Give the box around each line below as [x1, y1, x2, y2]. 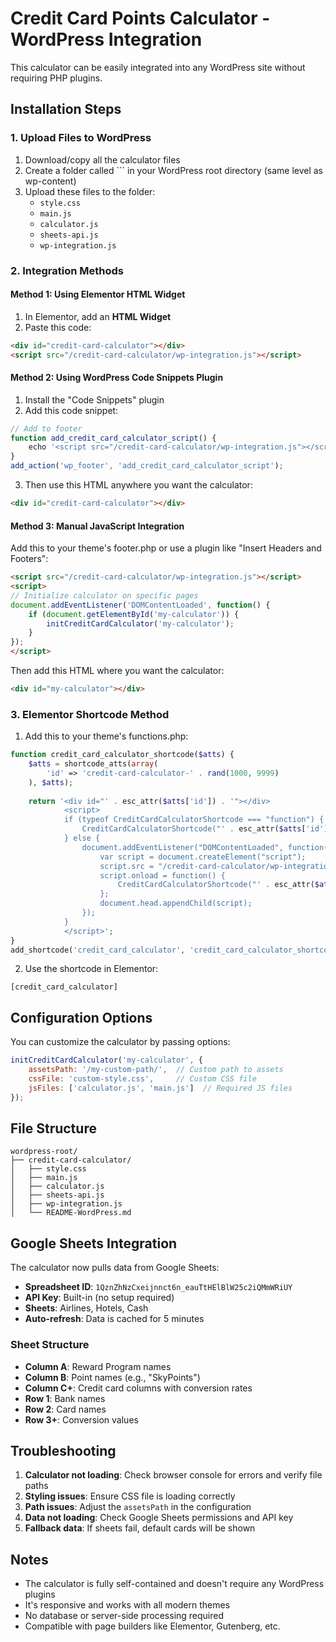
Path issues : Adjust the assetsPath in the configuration [24, 1501, 252, 1513]
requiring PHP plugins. [10, 72, 103, 84]
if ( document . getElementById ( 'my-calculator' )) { [28, 609, 240, 619]
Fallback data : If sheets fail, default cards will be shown [24, 1522, 256, 1534]
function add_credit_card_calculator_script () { [10, 433, 217, 443]
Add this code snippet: [24, 404, 119, 416]
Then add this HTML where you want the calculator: [10, 665, 225, 677]
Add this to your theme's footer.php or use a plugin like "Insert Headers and [10, 542, 322, 554]
